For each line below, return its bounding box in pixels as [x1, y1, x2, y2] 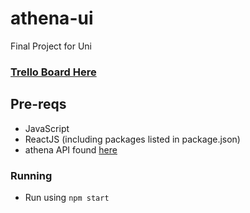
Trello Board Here [10, 65, 97, 79]
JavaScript [24, 122, 70, 134]
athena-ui [10, 7, 94, 30]
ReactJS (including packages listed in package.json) [24, 133, 241, 145]
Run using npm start [24, 191, 110, 203]
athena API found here [24, 143, 118, 156]
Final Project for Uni [10, 40, 93, 52]
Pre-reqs [10, 96, 67, 113]
